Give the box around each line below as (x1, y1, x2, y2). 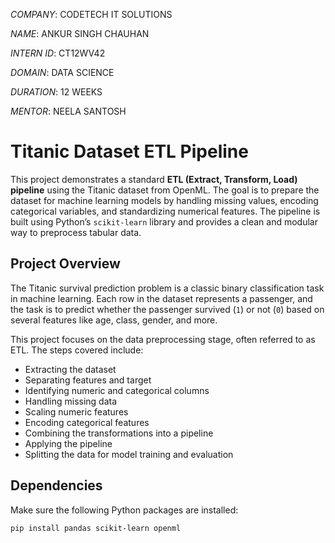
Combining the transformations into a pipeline (24, 427, 214, 439)
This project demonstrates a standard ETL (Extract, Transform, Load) (10, 173, 298, 185)
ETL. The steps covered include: (10, 344, 144, 356)
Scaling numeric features (24, 405, 129, 418)
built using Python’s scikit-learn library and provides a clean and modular (10, 215, 318, 228)
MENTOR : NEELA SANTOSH (10, 105, 127, 117)
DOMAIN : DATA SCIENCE (10, 67, 115, 78)
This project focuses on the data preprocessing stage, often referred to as (10, 333, 316, 345)
